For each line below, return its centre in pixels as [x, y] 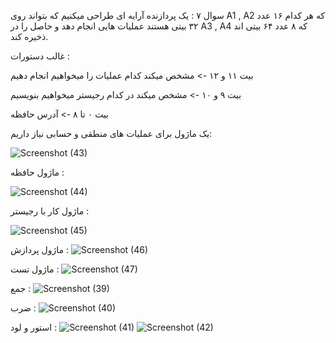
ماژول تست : [35, 269]
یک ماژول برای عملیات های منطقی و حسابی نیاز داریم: [111, 133]
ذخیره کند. [29, 36]
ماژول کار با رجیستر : [50, 211]
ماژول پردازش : [39, 249]
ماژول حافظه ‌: [37, 172]
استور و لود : [34, 327]
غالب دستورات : [40, 56]
